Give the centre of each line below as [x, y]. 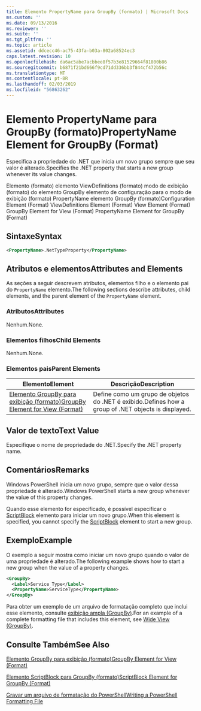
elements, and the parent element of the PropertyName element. [84, 296]
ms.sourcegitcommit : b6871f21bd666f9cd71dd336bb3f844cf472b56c [87, 67]
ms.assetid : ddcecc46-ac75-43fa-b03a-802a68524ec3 [71, 51]
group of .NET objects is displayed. [142, 409]
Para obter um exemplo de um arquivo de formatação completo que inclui [97, 607]
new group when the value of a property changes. [68, 567]
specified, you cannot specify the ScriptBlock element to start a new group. [99, 521]
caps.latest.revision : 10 [38, 56]
